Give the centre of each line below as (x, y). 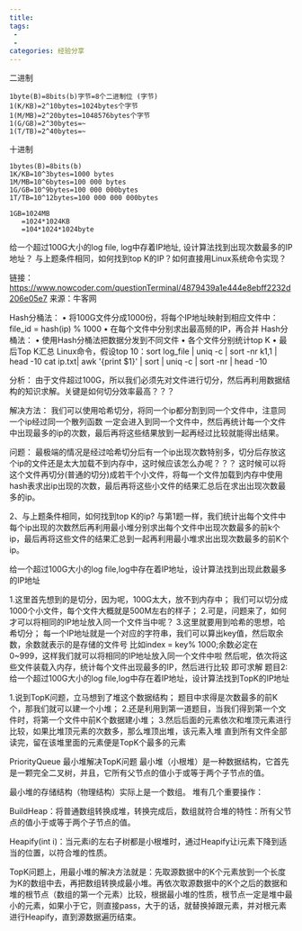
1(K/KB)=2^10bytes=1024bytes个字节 (74, 106)
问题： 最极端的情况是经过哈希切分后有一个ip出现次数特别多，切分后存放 (144, 452)
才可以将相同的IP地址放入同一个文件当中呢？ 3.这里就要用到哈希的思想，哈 (147, 622)
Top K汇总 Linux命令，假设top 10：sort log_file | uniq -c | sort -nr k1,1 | (147, 351)
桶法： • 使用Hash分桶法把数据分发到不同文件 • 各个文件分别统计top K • (143, 340)
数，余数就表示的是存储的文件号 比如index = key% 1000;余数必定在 (134, 645)
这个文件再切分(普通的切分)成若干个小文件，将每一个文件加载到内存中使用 (146, 475)
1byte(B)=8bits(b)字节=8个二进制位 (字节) (84, 97)
